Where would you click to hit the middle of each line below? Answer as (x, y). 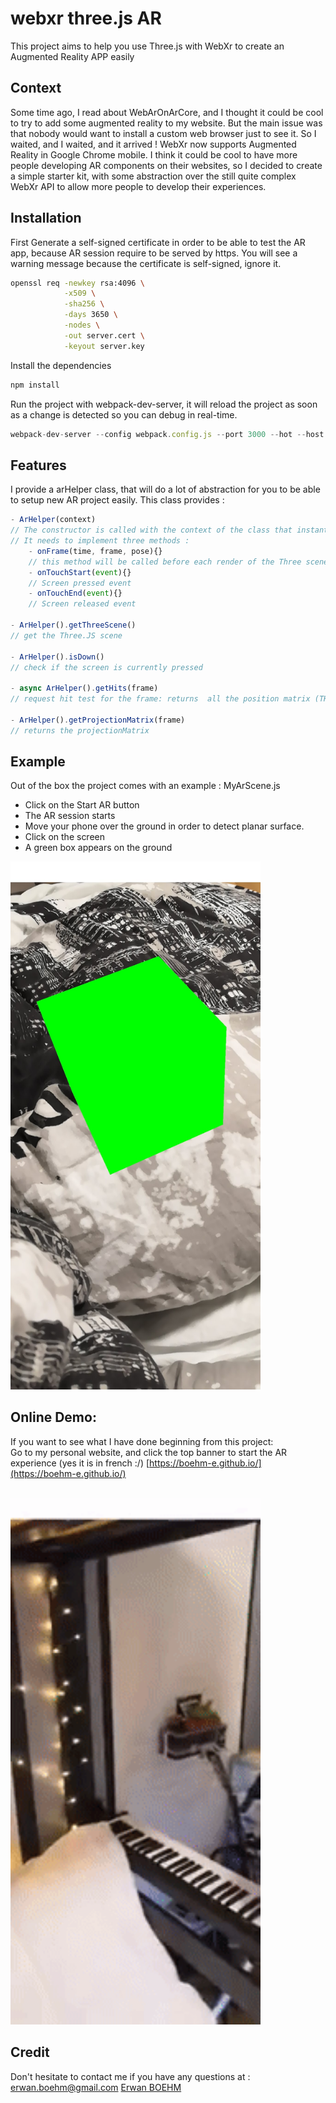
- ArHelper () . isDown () (57, 657)
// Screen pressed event (80, 583)
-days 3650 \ (90, 315)
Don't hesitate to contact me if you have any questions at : (130, 2076)
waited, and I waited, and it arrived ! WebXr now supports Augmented (153, 144)
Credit (30, 2052)
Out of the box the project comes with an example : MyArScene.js (145, 786)
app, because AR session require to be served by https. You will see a (154, 253)
